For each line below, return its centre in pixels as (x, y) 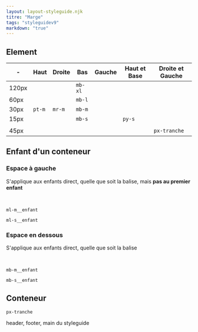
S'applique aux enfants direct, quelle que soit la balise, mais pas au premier (98, 181)
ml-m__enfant (22, 210)
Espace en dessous (34, 235)
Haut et (135, 68)
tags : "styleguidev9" (33, 22)
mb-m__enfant (22, 270)
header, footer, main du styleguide (48, 323)
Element (22, 52)
